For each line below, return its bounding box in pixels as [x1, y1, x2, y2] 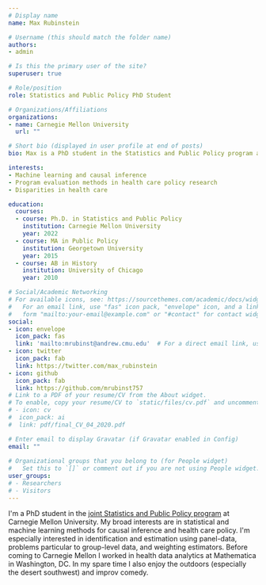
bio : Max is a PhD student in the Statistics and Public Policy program [8, 150, 253, 158]
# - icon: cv [8, 406, 51, 415]
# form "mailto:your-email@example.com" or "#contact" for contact [8, 310, 243, 318]
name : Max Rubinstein [8, 19, 80, 27]
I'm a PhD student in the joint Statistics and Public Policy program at [8, 508, 230, 518]
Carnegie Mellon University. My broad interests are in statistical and [8, 517, 230, 526]
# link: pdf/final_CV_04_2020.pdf [8, 421, 126, 429]
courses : [15, 208, 44, 216]
